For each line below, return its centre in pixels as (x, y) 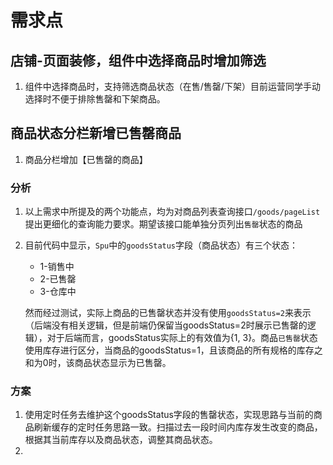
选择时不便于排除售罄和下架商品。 (95, 99)
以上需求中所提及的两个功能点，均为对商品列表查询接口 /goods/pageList (172, 212)
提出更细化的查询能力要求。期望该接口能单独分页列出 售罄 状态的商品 (163, 224)
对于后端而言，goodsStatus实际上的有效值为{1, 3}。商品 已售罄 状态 (182, 338)
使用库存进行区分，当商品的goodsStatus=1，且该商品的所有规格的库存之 (173, 350)
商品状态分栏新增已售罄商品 (96, 133)
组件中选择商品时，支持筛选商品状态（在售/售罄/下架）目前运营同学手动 (172, 86)
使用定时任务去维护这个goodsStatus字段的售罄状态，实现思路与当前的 (169, 415)
